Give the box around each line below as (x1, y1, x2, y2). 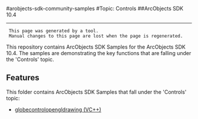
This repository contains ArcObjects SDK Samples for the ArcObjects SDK (6, 43, 186, 50)
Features (6, 73, 39, 83)
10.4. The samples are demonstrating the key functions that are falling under (6, 50, 192, 56)
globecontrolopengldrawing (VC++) (14, 106, 101, 113)
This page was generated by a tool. (8, 28, 99, 34)
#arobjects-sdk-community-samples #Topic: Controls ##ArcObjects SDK (6, 5, 184, 12)
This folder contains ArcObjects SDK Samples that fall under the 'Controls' (6, 88, 187, 96)
